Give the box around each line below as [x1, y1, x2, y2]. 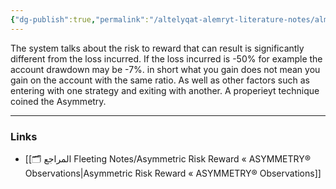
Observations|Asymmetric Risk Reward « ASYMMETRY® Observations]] [24, 167, 322, 179]
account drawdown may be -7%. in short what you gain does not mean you [10, 63, 321, 75]
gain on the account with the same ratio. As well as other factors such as [10, 74, 310, 86]
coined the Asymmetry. [10, 95, 107, 107]
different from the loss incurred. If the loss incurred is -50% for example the [10, 52, 323, 65]
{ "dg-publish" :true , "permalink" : [10, 14, 150, 25]
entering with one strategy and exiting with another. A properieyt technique [10, 84, 320, 96]
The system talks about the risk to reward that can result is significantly [10, 42, 305, 54]
